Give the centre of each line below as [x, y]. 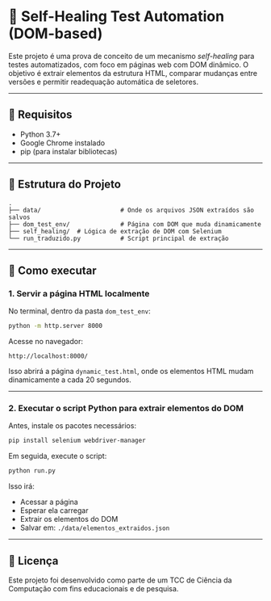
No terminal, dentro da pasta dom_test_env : [79, 311]
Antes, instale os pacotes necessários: [73, 426]
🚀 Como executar [52, 270]
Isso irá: [21, 486]
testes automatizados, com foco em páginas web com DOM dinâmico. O [129, 65]
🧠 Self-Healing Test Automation [116, 17]
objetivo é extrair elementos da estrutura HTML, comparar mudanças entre [133, 73]
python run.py [32, 471]
